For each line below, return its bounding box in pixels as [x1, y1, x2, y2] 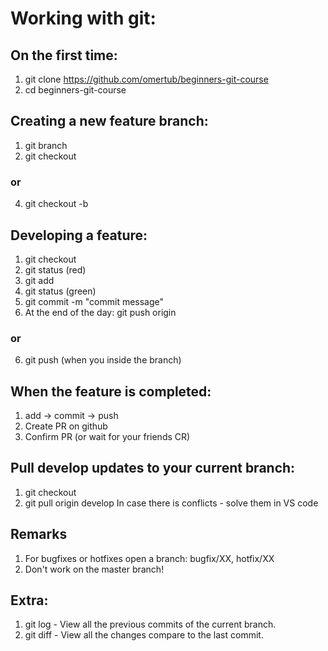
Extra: [10, 592, 49, 609]
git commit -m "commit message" [24, 295, 165, 307]
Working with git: [10, 7, 157, 30]
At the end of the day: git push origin [24, 306, 177, 318]
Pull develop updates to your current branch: [10, 460, 296, 477]
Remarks [10, 526, 68, 543]
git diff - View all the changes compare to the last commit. [24, 629, 264, 641]
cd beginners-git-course [24, 84, 127, 96]
